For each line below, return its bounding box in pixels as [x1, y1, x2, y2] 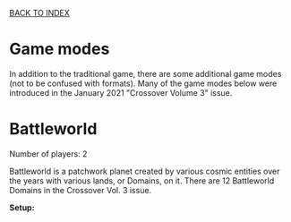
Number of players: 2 [9, 148, 88, 159]
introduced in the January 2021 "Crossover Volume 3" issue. [9, 87, 233, 98]
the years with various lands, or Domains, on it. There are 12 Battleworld [9, 175, 275, 186]
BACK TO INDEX [9, 8, 70, 18]
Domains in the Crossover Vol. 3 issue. [9, 184, 152, 195]
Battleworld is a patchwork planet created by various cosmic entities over [9, 166, 280, 176]
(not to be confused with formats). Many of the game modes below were [9, 78, 278, 89]
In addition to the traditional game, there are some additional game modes [9, 68, 282, 79]
